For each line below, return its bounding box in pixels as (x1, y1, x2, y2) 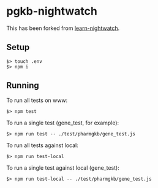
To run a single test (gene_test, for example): (6, 119, 119, 126)
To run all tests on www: (6, 96, 68, 104)
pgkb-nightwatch (6, 4, 98, 18)
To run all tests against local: (6, 142, 78, 149)
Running (6, 81, 40, 91)
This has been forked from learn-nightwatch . (6, 24, 120, 32)
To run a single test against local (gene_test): (6, 164, 119, 172)
